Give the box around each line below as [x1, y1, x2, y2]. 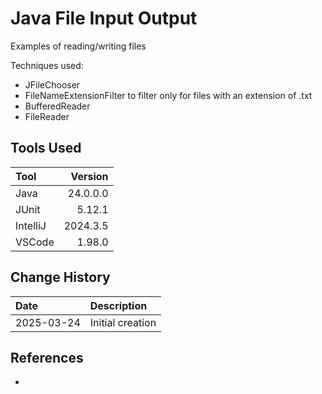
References [10, 349, 84, 366]
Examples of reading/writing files [10, 40, 147, 52]
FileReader [24, 110, 70, 122]
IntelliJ [15, 218, 47, 232]
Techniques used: [10, 59, 84, 71]
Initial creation [89, 315, 157, 329]
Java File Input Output [10, 7, 198, 30]
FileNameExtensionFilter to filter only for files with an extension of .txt [24, 89, 313, 101]
